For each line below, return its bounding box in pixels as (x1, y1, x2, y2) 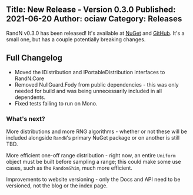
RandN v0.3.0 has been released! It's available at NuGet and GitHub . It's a (6, 29, 185, 37)
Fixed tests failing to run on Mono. (14, 100, 98, 107)
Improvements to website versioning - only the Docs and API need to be (6, 176, 181, 183)
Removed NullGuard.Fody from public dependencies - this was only (14, 81, 179, 88)
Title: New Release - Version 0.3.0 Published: (6, 5, 176, 15)
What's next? (6, 114, 45, 123)
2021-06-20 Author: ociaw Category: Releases (6, 14, 182, 24)
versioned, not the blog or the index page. (6, 182, 108, 189)
